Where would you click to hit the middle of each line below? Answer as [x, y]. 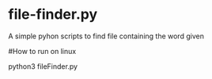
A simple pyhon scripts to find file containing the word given [106, 36]
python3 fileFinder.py [43, 66]
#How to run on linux [42, 51]
